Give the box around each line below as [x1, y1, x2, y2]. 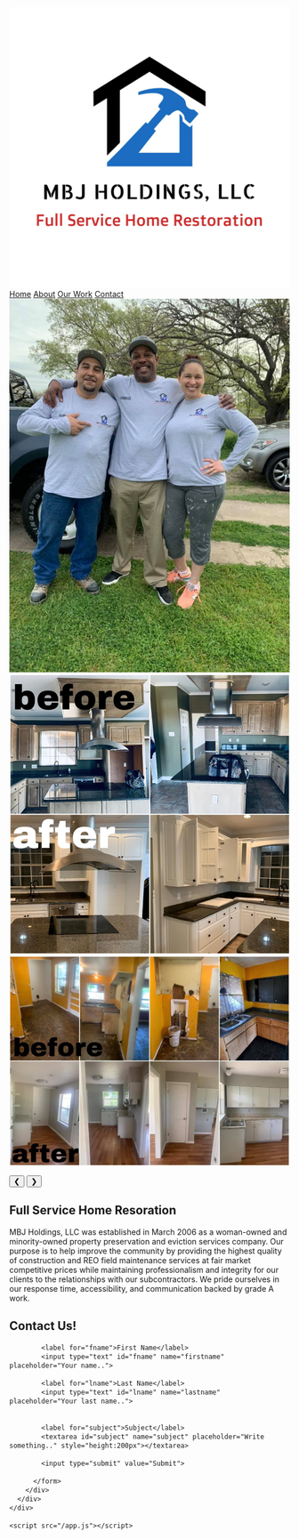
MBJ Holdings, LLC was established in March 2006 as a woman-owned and [9, 1226, 287, 1237]
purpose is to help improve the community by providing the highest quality [9, 1245, 282, 1256]
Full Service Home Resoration [9, 1203, 176, 1218]
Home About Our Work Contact [9, 289, 125, 299]
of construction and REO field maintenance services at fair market [9, 1254, 251, 1265]
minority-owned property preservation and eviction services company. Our [9, 1236, 285, 1246]
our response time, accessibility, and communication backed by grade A [9, 1283, 274, 1293]
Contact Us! [9, 1318, 77, 1334]
